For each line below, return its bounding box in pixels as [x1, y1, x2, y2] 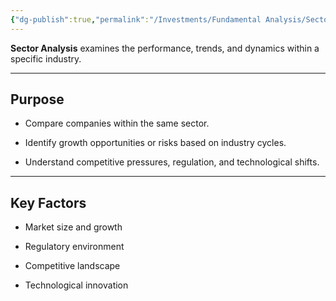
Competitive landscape [24, 260, 121, 272]
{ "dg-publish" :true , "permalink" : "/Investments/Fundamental [10, 14, 262, 25]
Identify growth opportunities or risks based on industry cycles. [24, 137, 287, 149]
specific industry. [10, 52, 82, 65]
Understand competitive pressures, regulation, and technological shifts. [24, 156, 320, 168]
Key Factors [10, 194, 87, 211]
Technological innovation [24, 279, 129, 291]
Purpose [10, 91, 65, 108]
